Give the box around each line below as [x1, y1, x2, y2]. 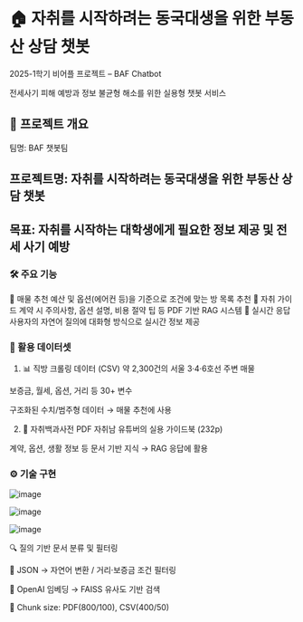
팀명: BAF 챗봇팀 [9, 142, 69, 153]
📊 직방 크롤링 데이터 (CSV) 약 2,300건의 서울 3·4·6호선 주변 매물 [22, 363, 255, 374]
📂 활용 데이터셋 [9, 340, 71, 353]
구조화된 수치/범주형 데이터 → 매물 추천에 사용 [9, 405, 172, 416]
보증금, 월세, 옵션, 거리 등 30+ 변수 [9, 386, 133, 397]
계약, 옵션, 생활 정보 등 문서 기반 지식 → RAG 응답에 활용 [9, 443, 208, 454]
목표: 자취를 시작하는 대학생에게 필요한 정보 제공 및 [9, 222, 274, 237]
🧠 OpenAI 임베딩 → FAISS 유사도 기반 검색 [9, 584, 161, 595]
